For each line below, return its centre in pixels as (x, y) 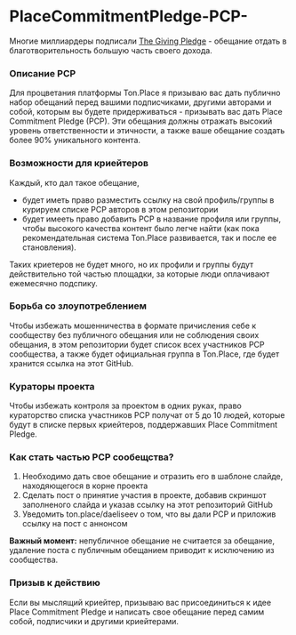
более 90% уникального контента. (75, 141)
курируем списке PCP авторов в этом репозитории (120, 209)
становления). (49, 247)
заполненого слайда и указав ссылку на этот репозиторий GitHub (148, 505)
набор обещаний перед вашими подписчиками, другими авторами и (140, 102)
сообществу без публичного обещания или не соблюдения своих (134, 334)
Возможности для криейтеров (79, 164)
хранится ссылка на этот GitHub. (72, 363)
